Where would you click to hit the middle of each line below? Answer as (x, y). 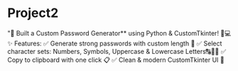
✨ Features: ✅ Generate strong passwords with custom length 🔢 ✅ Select (115, 43)
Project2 (33, 13)
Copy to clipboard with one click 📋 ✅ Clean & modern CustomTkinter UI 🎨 (116, 60)
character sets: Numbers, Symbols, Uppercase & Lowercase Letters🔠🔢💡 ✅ (117, 51)
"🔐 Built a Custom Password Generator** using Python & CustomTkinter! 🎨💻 (119, 33)
